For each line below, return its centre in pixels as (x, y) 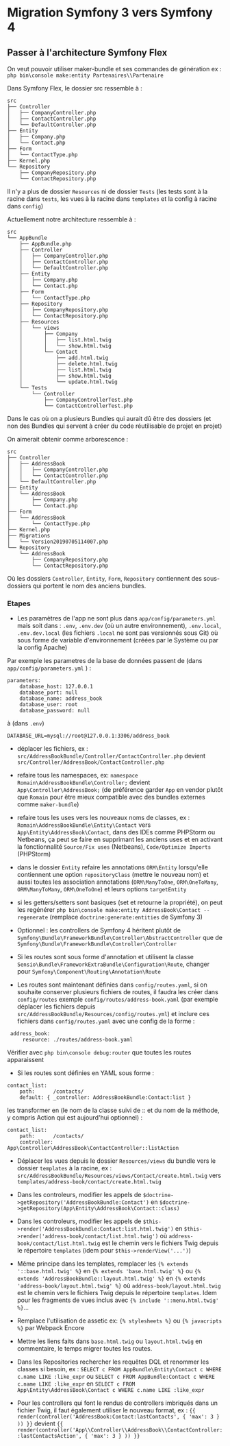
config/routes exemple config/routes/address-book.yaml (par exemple (117, 1000)
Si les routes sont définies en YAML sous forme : (86, 1073)
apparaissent (26, 1060)
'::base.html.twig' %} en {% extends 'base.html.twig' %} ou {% (109, 1271)
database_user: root (49, 705)
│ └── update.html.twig (68, 382)
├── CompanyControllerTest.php (88, 400)
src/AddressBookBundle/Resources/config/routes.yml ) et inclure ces (113, 1014)
